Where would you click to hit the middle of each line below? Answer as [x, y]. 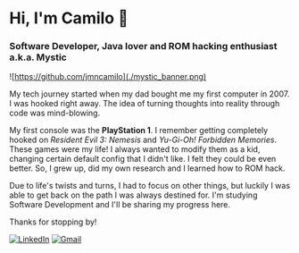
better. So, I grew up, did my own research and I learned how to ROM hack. [147, 168]
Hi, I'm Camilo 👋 [69, 18]
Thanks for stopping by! [53, 222]
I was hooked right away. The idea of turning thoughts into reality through [145, 104]
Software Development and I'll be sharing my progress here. [120, 205]
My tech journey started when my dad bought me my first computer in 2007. [149, 94]
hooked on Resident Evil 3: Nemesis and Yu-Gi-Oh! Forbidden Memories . [143, 140]
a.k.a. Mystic [38, 57]
